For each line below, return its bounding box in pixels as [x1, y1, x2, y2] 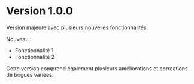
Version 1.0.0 [6, 4, 73, 18]
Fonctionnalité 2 [14, 53, 55, 60]
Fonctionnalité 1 [14, 46, 54, 54]
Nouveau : [6, 35, 32, 42]
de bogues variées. [6, 71, 54, 78]
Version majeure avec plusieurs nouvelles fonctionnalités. [6, 24, 148, 31]
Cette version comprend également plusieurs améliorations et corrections [6, 64, 188, 72]
